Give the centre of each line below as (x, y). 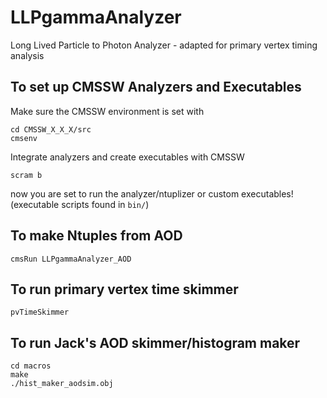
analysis (27, 55)
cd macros (31, 366)
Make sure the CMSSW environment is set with (107, 111)
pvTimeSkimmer (40, 312)
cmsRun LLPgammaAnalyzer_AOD (71, 259)
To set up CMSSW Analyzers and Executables (156, 87)
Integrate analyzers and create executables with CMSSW (127, 157)
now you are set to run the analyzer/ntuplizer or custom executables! (152, 193)
